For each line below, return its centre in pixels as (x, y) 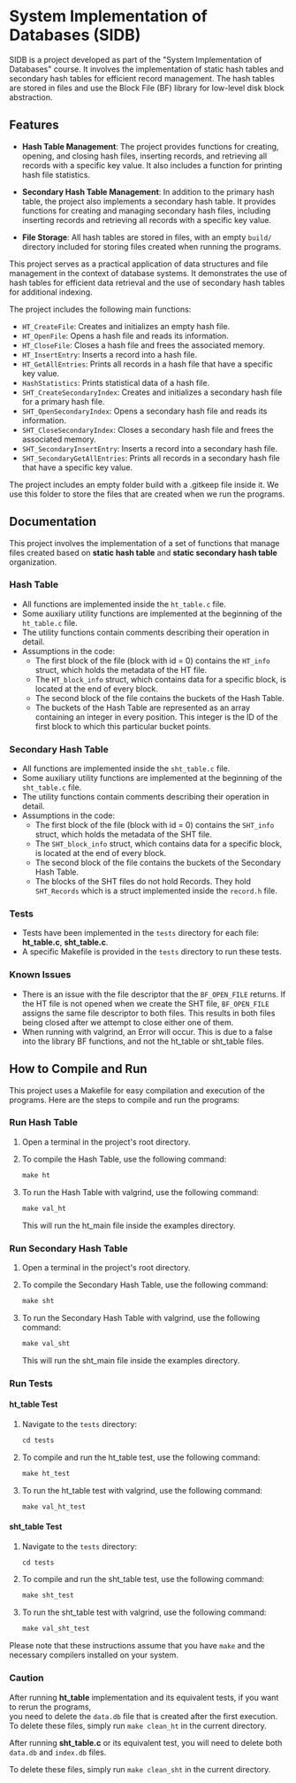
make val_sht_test (56, 1629)
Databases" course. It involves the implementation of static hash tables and (147, 69)
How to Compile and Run (78, 1069)
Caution (27, 1678)
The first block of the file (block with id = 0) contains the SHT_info (155, 825)
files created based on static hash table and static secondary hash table (144, 552)
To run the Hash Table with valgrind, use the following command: (140, 1192)
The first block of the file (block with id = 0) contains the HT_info (153, 660)
